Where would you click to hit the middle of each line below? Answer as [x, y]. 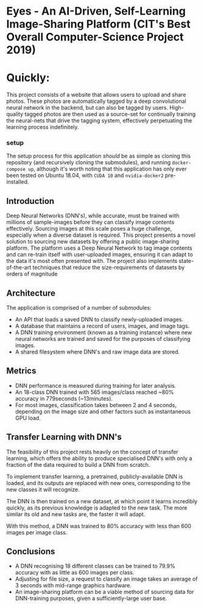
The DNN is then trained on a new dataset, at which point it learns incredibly [102, 501]
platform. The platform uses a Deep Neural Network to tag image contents [100, 248]
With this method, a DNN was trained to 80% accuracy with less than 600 [99, 526]
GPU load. [28, 418]
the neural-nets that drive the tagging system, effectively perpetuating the [99, 121]
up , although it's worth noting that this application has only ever [107, 169]
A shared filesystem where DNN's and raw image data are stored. [97, 352]
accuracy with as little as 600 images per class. [75, 573]
